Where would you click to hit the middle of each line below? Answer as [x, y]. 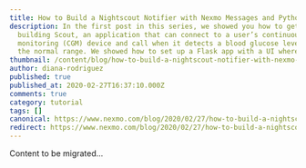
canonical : [30, 119]
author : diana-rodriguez [56, 69]
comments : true [38, 94]
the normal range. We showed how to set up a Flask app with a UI [146, 52]
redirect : [28, 128]
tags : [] [26, 111]
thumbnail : [30, 60]
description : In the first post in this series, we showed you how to [146, 26]
